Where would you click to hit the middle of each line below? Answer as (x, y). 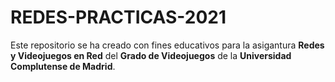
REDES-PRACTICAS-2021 (118, 17)
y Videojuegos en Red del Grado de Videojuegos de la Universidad (151, 55)
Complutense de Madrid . (63, 66)
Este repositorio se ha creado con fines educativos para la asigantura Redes (167, 45)
